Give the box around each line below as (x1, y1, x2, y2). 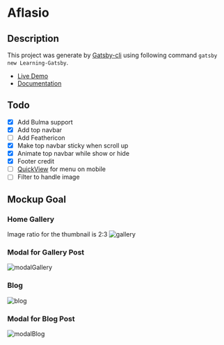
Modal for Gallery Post (7, 247, 85, 257)
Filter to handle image (17, 172, 80, 182)
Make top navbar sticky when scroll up (17, 141, 129, 150)
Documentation (17, 79, 62, 88)
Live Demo (17, 72, 49, 80)
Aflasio (7, 5, 50, 21)
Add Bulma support (17, 118, 73, 126)
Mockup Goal (7, 193, 66, 205)
